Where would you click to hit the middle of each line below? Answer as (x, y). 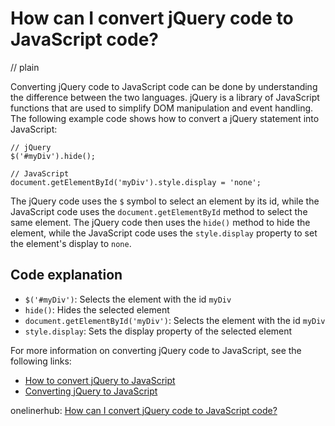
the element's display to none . (71, 243)
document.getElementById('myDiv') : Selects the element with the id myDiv (175, 320)
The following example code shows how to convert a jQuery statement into (165, 118)
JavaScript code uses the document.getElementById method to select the (159, 211)
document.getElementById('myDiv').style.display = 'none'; (136, 182)
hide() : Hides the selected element (97, 309)
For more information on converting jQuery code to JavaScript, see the (156, 350)
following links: (41, 361)
